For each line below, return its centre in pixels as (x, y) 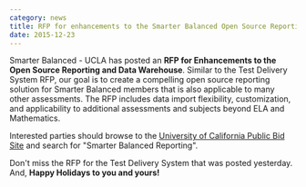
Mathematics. (35, 118)
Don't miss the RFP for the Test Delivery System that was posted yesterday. (151, 163)
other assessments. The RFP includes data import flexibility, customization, (150, 99)
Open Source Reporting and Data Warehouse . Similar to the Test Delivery (149, 70)
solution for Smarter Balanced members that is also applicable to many (142, 89)
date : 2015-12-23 (42, 34)
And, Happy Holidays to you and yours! (85, 172)
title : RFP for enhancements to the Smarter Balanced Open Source (138, 26)
